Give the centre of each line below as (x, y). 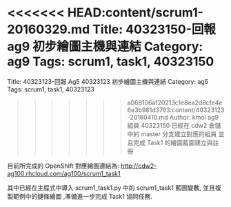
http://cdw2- (139, 166)
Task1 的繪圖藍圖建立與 (180, 142)
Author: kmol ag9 (194, 117)
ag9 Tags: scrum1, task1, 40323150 (111, 62)
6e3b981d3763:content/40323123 (176, 110)
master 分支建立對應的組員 (179, 134)
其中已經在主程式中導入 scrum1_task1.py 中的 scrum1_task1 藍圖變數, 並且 (111, 188)
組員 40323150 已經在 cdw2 (167, 125)
